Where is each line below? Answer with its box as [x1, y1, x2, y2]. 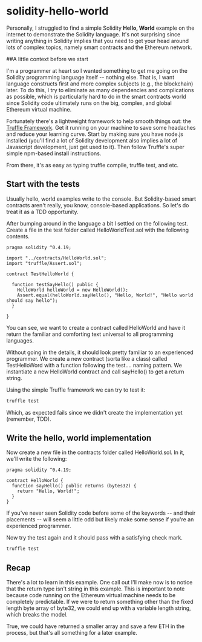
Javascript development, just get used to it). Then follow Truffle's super [6, 143, 184, 150]
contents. [6, 232, 30, 240]
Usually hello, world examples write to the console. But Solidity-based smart [6, 195, 197, 202]
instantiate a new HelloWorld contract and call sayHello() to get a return [6, 368, 184, 375]
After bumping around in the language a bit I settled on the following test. [6, 219, 189, 227]
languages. [6, 336, 34, 344]
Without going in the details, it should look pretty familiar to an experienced [6, 349, 194, 356]
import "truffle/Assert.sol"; [6, 260, 83, 266]
